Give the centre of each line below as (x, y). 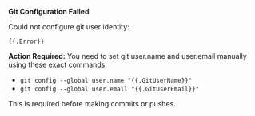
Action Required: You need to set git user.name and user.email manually (128, 56)
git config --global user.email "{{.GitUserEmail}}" (110, 89)
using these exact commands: (58, 64)
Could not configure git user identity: (69, 27)
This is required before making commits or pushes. (92, 104)
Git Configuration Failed (49, 12)
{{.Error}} (26, 41)
